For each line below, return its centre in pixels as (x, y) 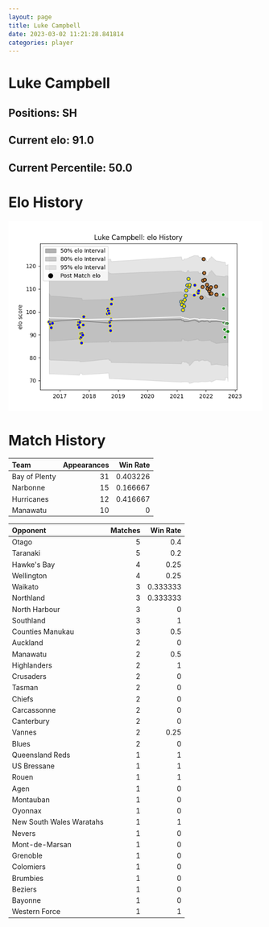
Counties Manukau (43, 631)
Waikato (25, 587)
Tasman (25, 688)
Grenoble (27, 856)
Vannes (24, 732)
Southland (29, 620)
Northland (29, 598)
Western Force (36, 912)
